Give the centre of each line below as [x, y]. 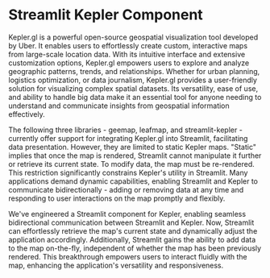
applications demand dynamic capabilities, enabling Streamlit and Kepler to [133, 181]
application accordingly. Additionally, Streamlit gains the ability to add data [132, 239]
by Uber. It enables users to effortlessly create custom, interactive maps [128, 45]
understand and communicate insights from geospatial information [119, 106]
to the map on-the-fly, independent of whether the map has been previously [135, 248]
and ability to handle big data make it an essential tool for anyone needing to [135, 97]
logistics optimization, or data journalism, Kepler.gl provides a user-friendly [133, 80]
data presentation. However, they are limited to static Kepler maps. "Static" [132, 147]
